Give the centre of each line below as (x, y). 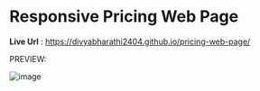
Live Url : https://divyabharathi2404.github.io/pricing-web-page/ (130, 41)
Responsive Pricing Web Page (124, 17)
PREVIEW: (28, 59)
